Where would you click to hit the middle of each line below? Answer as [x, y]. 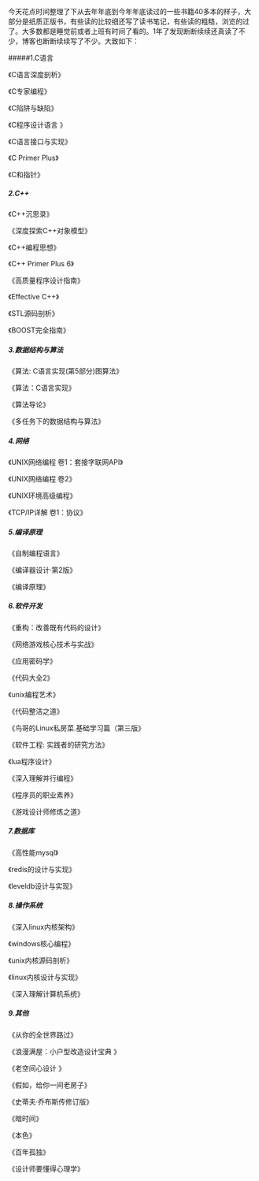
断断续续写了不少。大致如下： [91, 41]
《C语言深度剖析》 [37, 74]
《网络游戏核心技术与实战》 [53, 644]
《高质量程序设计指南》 [46, 280]
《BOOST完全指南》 [39, 330]
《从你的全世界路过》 [43, 1034]
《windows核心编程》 [42, 943]
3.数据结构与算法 [36, 350]
